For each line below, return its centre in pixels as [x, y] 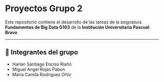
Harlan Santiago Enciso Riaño [42, 64]
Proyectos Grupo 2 [44, 9]
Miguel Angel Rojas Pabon [39, 69]
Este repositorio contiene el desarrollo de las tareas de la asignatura [73, 22]
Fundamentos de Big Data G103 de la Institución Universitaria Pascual [77, 27]
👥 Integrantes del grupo [41, 52]
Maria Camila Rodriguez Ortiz [42, 74]
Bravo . [12, 32]
